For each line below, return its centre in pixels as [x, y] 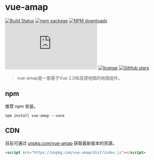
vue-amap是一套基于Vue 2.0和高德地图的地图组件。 [70, 78]
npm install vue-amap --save [35, 115]
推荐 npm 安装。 [22, 106]
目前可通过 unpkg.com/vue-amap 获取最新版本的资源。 [61, 143]
